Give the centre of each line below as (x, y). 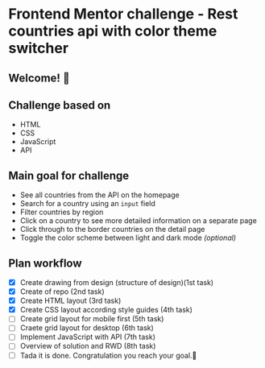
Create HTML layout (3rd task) (70, 301)
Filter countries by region (62, 212)
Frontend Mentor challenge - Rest (123, 14)
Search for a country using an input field (87, 204)
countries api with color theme (113, 31)
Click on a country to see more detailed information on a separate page (139, 221)
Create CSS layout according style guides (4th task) (106, 310)
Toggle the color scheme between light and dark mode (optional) (128, 238)
